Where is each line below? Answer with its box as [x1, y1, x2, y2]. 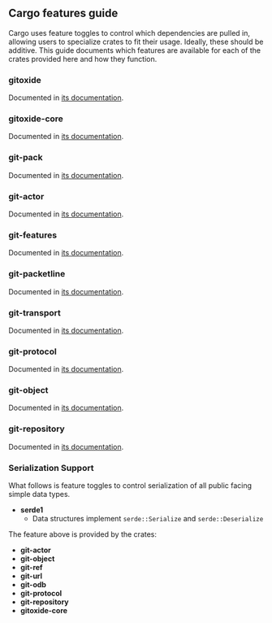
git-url [19, 571, 43, 581]
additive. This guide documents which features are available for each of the [8, 45, 261, 55]
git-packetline [8, 268, 66, 280]
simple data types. [8, 490, 71, 499]
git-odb [19, 580, 47, 590]
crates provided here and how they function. [8, 54, 158, 63]
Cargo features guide [8, 7, 119, 20]
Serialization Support [8, 462, 94, 473]
